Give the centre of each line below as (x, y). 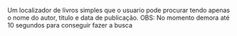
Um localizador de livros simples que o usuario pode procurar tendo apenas (118, 10)
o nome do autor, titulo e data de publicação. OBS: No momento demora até (118, 18)
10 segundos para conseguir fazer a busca (70, 25)
